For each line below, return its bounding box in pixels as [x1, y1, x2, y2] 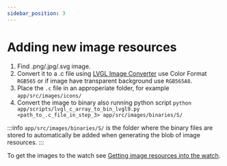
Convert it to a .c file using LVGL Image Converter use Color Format [16, 69, 207, 77]
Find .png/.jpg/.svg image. [16, 62, 91, 70]
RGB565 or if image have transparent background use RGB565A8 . [16, 77, 193, 85]
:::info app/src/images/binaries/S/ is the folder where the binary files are [7, 124, 213, 132]
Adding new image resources [7, 39, 177, 55]
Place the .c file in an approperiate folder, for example [16, 83, 170, 92]
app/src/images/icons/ [16, 92, 82, 99]
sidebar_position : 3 [7, 10, 66, 17]
